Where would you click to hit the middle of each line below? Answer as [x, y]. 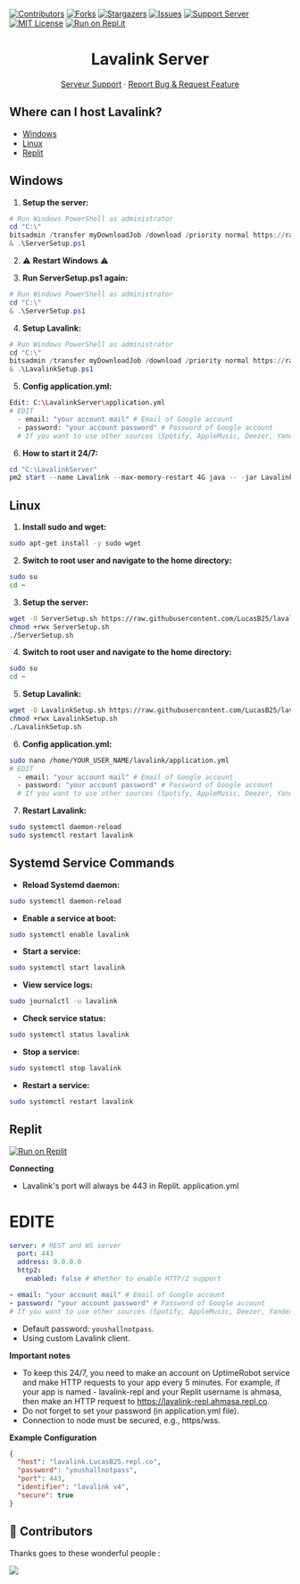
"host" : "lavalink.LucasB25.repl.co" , [90, 1462]
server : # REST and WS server [66, 1245]
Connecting [32, 1168]
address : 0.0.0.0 [50, 1262]
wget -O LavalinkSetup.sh [57, 710]
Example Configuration [53, 1437]
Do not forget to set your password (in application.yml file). [130, 1411]
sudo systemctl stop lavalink [66, 1069]
